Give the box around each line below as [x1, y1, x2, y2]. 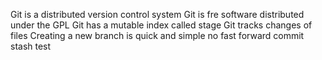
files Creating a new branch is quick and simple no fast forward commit [10, 30, 305, 41]
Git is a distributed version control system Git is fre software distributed [10, 9, 305, 20]
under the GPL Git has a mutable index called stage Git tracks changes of [10, 19, 313, 31]
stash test [10, 40, 52, 52]
